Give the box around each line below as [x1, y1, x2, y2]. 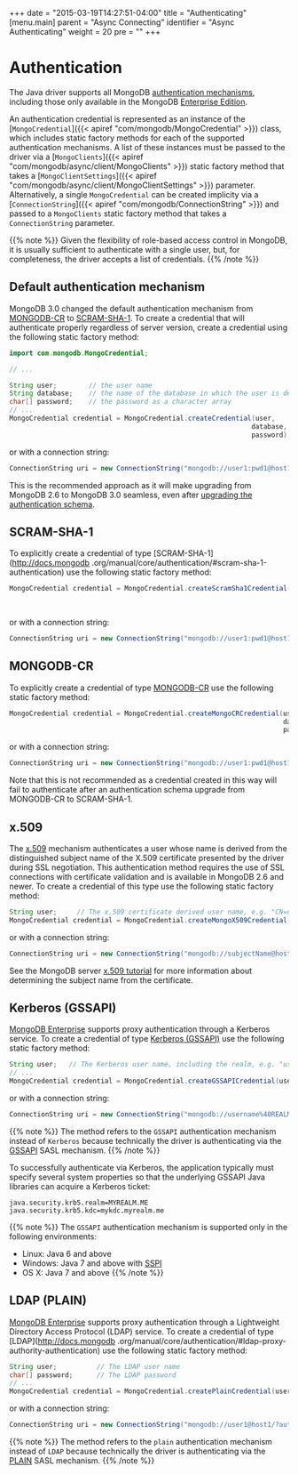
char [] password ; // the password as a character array [9, 398, 232, 407]
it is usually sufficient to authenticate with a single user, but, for [9, 244, 240, 254]
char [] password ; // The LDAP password [9, 1370, 176, 1380]
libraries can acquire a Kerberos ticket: [9, 1180, 151, 1191]
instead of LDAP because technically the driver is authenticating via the [9, 1446, 266, 1457]
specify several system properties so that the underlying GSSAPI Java [9, 1172, 266, 1182]
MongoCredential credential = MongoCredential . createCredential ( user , [9, 414, 276, 423]
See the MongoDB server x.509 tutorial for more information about [9, 965, 253, 976]
